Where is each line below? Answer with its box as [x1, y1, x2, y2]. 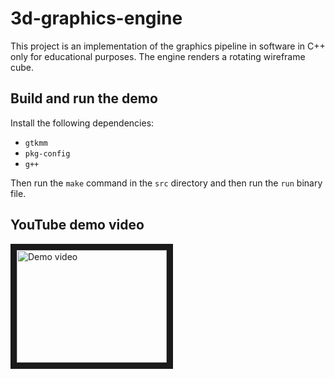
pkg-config [24, 148, 71, 159]
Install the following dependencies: [10, 117, 155, 129]
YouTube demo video [10, 217, 145, 234]
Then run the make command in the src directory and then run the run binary [10, 177, 323, 189]
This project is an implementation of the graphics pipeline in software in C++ [10, 40, 326, 52]
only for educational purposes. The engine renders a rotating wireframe [10, 50, 306, 62]
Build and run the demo [10, 90, 158, 107]
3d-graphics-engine [10, 7, 183, 30]
